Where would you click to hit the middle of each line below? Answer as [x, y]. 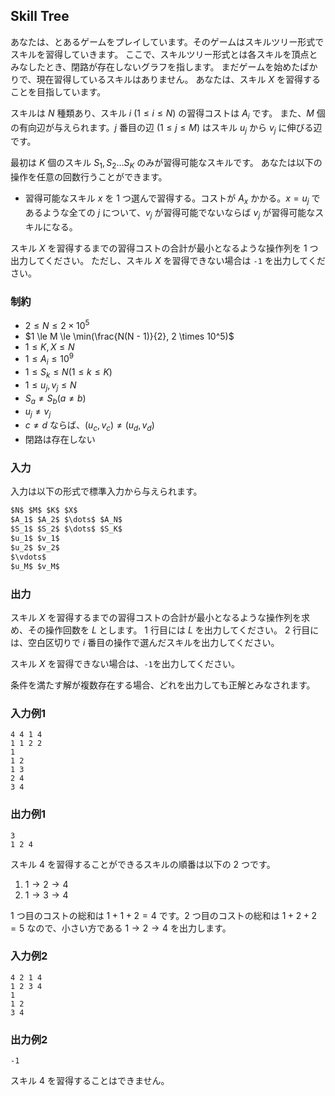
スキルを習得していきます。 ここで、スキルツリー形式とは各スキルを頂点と [164, 54]
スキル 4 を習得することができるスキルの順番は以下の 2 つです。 [143, 864]
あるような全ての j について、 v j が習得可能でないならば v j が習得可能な [170, 214]
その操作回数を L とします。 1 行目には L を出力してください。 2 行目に [173, 630]
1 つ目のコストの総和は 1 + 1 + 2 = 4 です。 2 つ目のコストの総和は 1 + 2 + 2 [163, 915]
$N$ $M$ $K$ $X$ [44, 510]
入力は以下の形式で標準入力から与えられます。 [106, 491]
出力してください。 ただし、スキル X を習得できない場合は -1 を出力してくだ [168, 260]
